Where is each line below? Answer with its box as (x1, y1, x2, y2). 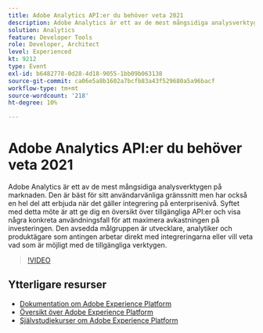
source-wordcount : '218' (8, 92, 89, 100)
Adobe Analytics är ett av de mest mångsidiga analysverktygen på (8, 182, 222, 192)
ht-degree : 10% (8, 99, 58, 107)
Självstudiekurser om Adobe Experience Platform (19, 315, 178, 325)
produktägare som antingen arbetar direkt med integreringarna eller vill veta (8, 232, 253, 241)
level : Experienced (8, 48, 72, 56)
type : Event (8, 63, 47, 71)
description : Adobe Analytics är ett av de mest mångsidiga (8, 19, 209, 27)
